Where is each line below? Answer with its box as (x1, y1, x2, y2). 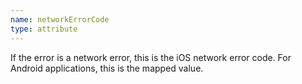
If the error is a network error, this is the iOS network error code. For (10, 51, 292, 63)
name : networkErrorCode (10, 14, 110, 25)
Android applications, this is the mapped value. (10, 62, 204, 74)
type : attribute (10, 24, 78, 34)
